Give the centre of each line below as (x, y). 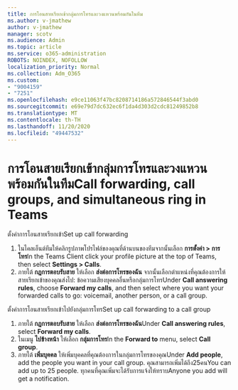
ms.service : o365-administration (57, 54)
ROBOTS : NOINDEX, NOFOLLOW (47, 60)
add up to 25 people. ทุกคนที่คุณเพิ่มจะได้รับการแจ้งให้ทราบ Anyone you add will (122, 371)
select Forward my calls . (54, 332)
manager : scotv (30, 34)
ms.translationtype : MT (43, 113)
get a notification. (43, 379)
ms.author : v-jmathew (39, 21)
